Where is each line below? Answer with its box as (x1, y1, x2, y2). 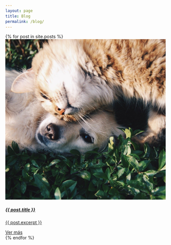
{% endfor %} (5, 235, 35, 241)
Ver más (5, 229, 23, 235)
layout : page (5, 8, 33, 13)
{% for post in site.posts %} (5, 34, 64, 40)
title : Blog (5, 13, 31, 19)
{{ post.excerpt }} (5, 220, 42, 226)
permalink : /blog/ (5, 19, 44, 24)
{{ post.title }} (5, 206, 36, 212)
